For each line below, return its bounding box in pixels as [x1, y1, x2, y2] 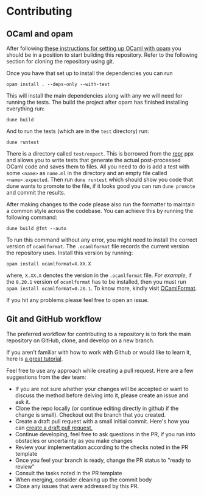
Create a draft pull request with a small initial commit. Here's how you [15, 417, 190, 425]
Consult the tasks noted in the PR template [15, 469, 122, 476]
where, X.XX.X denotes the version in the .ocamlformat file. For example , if [6, 271, 192, 279]
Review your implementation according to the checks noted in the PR [15, 444, 189, 451]
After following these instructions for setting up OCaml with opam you [6, 45, 181, 52]
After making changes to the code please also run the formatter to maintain [6, 201, 195, 208]
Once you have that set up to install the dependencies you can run [6, 70, 173, 77]
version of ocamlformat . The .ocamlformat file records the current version [6, 243, 189, 250]
